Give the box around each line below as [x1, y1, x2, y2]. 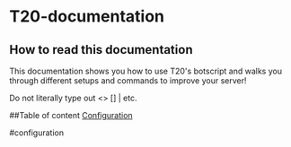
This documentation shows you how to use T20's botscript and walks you [9, 65, 283, 76]
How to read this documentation [9, 42, 193, 57]
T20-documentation [9, 6, 164, 27]
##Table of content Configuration [9, 110, 133, 120]
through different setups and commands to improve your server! [9, 75, 247, 86]
